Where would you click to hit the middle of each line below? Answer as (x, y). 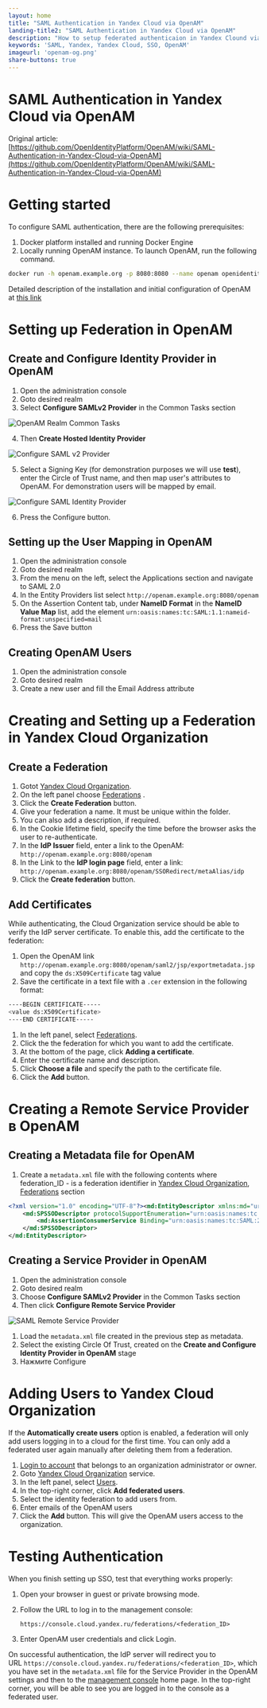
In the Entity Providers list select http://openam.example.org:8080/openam (139, 595)
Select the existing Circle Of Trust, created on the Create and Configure (138, 1345)
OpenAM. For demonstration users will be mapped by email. (118, 486)
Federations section (52, 1192)
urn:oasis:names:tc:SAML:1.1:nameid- (188, 613)
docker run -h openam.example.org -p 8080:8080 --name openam (113, 273)
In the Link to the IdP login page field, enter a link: (101, 862)
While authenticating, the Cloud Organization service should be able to (124, 924)
